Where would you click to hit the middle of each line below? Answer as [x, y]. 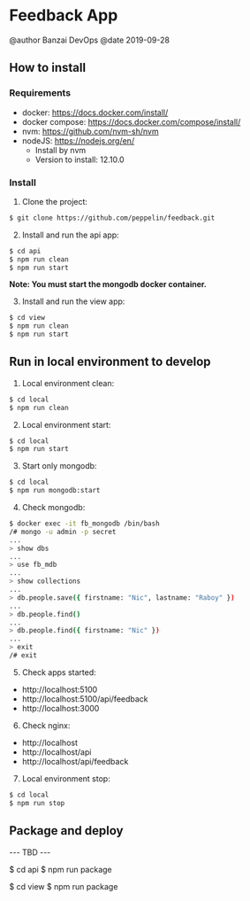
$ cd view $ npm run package [64, 886]
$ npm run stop [37, 803]
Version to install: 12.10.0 [80, 159]
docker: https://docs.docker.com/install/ [95, 113]
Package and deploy [66, 831]
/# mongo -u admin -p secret [63, 532]
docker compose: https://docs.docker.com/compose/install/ [131, 121]
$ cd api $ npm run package [61, 869]
